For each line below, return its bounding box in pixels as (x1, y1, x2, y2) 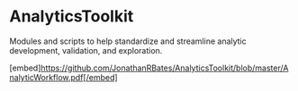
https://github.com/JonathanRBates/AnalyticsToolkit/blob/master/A (40, 62, 289, 73)
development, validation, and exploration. (9, 45, 163, 55)
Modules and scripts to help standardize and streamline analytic (9, 36, 248, 46)
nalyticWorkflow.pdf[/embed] (9, 71, 119, 82)
